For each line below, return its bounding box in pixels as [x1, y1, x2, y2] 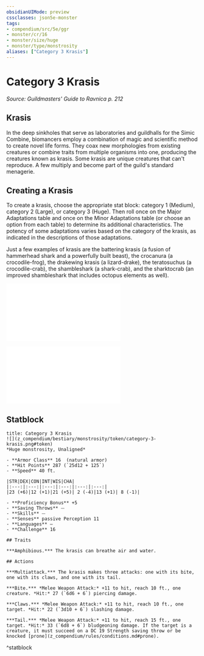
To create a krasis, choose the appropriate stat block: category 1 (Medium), [6, 202, 195, 209]
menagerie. [6, 168, 35, 175]
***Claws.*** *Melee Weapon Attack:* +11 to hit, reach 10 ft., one [6, 601, 184, 607]
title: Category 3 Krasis [6, 430, 72, 437]
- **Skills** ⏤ [6, 510, 46, 517]
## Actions [6, 558, 34, 565]
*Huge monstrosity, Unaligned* [6, 446, 86, 453]
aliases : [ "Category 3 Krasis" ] [6, 49, 88, 55]
